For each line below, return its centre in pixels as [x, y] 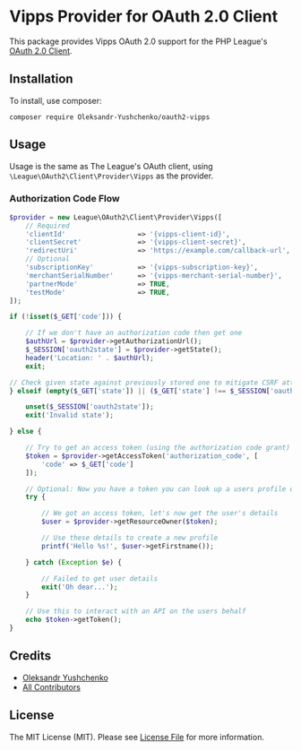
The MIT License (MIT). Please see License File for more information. [137, 737]
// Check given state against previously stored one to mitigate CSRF [144, 383]
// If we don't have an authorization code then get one [134, 333]
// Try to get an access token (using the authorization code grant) [158, 448]
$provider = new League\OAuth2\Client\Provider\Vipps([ [116, 217]
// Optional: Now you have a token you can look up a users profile [156, 489]
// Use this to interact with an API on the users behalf [136, 611]
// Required [47, 226]
